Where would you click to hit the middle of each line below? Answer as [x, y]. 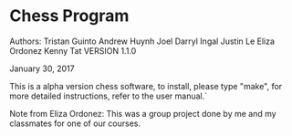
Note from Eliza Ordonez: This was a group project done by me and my [143, 113]
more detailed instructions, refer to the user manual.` [109, 96]
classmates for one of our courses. [75, 123]
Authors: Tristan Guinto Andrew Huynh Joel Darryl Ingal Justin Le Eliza [142, 41]
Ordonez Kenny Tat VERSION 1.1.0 [73, 50]
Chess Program [69, 16]
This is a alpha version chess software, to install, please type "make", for [146, 86]
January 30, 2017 [42, 68]
